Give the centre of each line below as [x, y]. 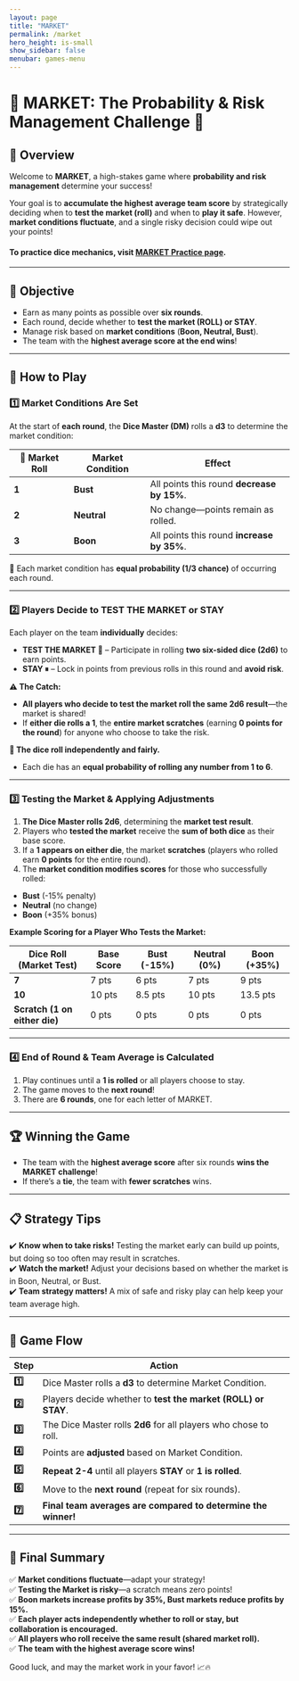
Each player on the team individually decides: [93, 633]
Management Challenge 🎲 [107, 122]
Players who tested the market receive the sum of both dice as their [148, 832]
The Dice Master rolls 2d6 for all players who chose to [155, 1425]
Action [164, 1366]
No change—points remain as [212, 509]
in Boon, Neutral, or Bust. [55, 1281]
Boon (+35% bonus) [60, 915]
